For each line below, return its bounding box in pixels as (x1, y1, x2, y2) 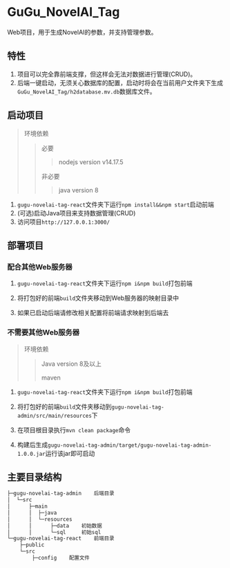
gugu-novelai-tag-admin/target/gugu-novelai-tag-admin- (47, 441, 212, 449)
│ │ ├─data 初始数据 (7, 522, 102, 529)
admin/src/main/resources (17, 412, 92, 419)
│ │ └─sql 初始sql (7, 529, 102, 535)
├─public (19, 542, 45, 549)
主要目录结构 (7, 471, 62, 483)
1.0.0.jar (17, 450, 46, 457)
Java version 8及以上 (41, 360, 102, 368)
